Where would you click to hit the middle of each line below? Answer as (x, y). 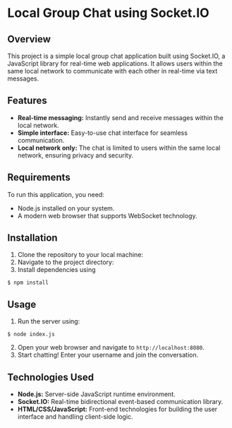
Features (27, 101)
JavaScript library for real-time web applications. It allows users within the (115, 64)
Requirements (39, 178)
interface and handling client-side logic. (75, 417)
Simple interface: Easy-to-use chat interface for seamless (103, 133)
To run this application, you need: (56, 194)
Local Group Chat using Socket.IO (108, 13)
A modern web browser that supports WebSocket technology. (107, 215)
